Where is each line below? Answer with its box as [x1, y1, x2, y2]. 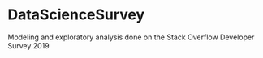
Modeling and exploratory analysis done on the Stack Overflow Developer [7, 32, 255, 42]
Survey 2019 [7, 40, 50, 50]
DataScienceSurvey [7, 6, 145, 24]
